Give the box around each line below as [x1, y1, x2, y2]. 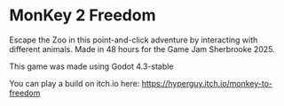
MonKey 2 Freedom [9, 5, 156, 26]
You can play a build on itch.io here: [9, 78, 140, 88]
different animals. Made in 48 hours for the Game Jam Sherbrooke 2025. [9, 43, 275, 54]
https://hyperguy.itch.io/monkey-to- [141, 78, 273, 88]
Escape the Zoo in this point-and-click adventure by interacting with [9, 34, 258, 45]
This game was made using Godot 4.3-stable [9, 61, 174, 72]
